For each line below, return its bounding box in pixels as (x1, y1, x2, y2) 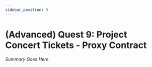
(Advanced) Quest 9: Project (5, 28, 127, 40)
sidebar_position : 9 (5, 7, 49, 12)
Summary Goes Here (5, 56, 49, 62)
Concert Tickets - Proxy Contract (5, 39, 147, 50)
